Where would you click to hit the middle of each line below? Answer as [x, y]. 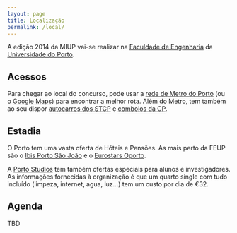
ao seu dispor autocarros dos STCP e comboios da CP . [87, 109]
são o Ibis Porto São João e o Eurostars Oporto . [77, 155]
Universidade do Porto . [41, 54]
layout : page [27, 14]
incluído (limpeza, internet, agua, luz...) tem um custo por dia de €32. [108, 184]
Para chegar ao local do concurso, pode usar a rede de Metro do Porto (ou [116, 94]
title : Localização [36, 20]
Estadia [24, 131]
